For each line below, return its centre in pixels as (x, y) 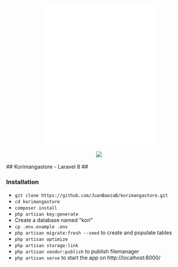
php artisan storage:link (46, 245)
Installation (23, 182)
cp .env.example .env (41, 227)
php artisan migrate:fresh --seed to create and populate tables (93, 232)
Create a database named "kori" (54, 220)
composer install (36, 208)
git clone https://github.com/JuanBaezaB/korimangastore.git (91, 195)
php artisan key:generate (46, 214)
